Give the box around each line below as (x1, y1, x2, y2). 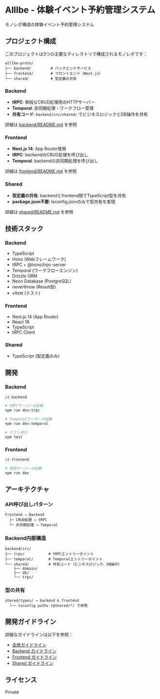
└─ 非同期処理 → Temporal (9, 523, 58, 528)
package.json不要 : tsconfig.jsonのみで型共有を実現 (12, 198, 115, 205)
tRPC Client (12, 329, 35, 335)
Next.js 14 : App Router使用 (12, 146, 66, 151)
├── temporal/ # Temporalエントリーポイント (5, 556, 103, 562)
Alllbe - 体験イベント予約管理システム (5, 4, 156, 16)
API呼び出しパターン (5, 501, 53, 508)
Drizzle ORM (12, 273, 38, 279)
